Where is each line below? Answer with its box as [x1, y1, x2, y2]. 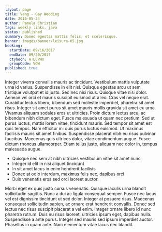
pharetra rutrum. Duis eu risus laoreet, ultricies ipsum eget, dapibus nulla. [5, 212, 151, 217]
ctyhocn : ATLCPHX [9, 57, 44, 62]
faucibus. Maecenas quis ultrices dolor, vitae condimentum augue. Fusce [5, 136, 151, 141]
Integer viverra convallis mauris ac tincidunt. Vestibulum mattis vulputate [5, 79, 150, 85]
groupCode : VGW [9, 61, 40, 66]
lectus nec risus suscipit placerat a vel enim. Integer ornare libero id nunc [5, 206, 151, 212]
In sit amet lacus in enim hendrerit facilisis [12, 166, 96, 171]
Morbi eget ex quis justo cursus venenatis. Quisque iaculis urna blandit [5, 185, 146, 191]
